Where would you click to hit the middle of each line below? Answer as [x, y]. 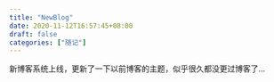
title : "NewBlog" [41, 17]
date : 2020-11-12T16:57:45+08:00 [71, 26]
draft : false [33, 34]
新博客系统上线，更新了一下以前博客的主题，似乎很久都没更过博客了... [137, 69]
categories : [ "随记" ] [48, 42]
